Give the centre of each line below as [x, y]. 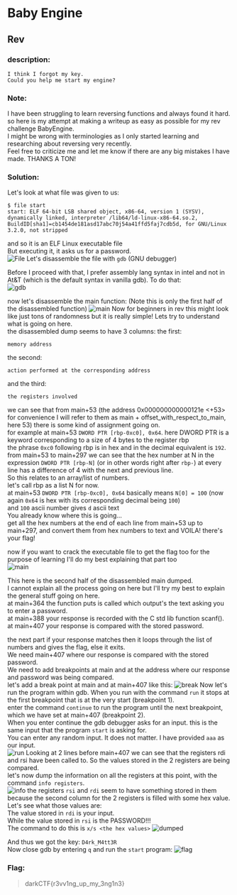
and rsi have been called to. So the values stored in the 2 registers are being [119, 760]
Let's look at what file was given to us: [63, 192]
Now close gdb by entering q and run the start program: [90, 850]
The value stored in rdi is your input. [61, 813]
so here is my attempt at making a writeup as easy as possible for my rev [114, 121]
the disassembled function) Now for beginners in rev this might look [118, 309]
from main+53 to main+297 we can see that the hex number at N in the [111, 455]
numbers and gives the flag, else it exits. [66, 647]
